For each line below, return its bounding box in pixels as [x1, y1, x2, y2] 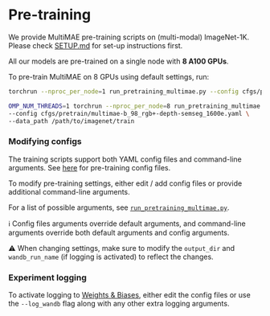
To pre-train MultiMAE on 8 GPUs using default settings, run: [8, 72, 210, 81]
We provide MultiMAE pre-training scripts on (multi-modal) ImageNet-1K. [8, 32, 250, 42]
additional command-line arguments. [8, 187, 130, 196]
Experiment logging [8, 272, 87, 283]
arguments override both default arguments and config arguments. [8, 228, 230, 237]
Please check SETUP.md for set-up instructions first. [8, 40, 183, 50]
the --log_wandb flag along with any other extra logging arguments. [8, 299, 230, 309]
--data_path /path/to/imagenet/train [8, 117, 135, 125]
